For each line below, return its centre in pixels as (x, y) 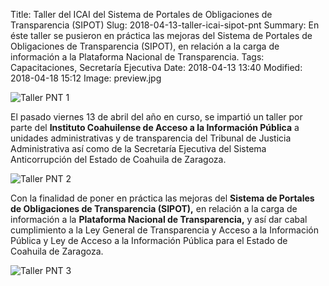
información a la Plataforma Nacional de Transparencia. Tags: (137, 57)
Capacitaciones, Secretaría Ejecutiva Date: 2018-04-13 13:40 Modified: (156, 67)
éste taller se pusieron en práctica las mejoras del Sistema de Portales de (161, 35)
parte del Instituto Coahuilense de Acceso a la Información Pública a (155, 127)
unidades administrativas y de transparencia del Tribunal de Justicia (151, 138)
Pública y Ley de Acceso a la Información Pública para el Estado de (149, 240)
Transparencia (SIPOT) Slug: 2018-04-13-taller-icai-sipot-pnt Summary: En (165, 25)
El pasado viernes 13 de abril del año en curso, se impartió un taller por (156, 117)
